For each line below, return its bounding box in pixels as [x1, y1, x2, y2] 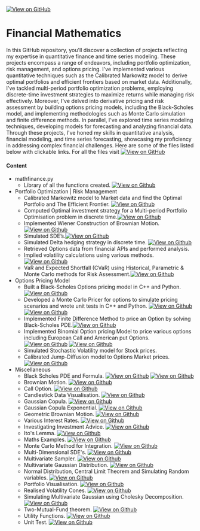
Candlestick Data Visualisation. [23, 392, 100, 399]
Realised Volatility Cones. [23, 487, 87, 494]
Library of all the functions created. [23, 181, 111, 189]
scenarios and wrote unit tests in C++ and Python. [23, 302, 147, 310]
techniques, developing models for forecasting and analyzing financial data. [6, 123, 193, 130]
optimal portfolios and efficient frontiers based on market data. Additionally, [6, 78, 192, 85]
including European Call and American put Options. [23, 334, 150, 341]
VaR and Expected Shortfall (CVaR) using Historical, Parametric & [23, 264, 184, 272]
